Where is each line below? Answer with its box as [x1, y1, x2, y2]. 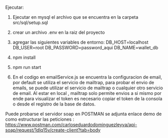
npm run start [12, 64, 42, 70]
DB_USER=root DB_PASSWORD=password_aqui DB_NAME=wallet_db [12, 45, 158, 50]
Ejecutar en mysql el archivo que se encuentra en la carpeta [12, 14, 139, 20]
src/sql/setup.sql [12, 20, 48, 25]
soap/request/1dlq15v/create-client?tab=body [5, 127, 100, 133]
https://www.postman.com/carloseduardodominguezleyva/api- [5, 122, 138, 127]
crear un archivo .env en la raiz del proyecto [12, 29, 105, 35]
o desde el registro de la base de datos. [12, 101, 96, 107]
